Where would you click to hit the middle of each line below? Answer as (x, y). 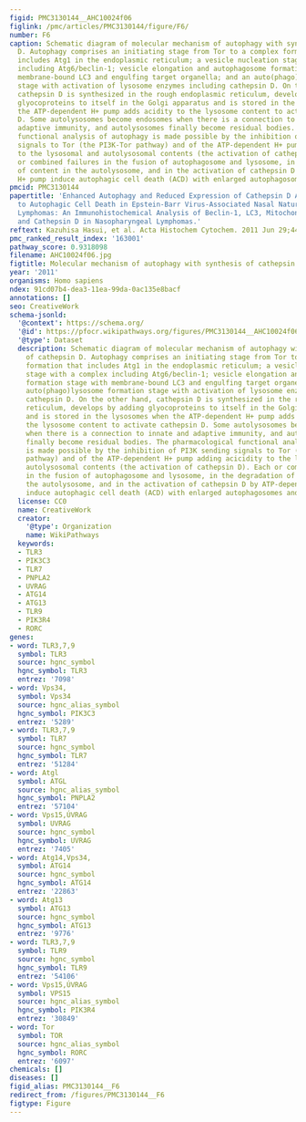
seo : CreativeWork (44, 306)
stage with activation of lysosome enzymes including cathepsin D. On (154, 86)
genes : (22, 637)
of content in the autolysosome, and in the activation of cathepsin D (157, 171)
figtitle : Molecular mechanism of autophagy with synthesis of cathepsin (153, 264)
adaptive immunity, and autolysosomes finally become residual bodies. (157, 129)
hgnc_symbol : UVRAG (55, 840)
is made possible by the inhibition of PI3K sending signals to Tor (158, 451)
